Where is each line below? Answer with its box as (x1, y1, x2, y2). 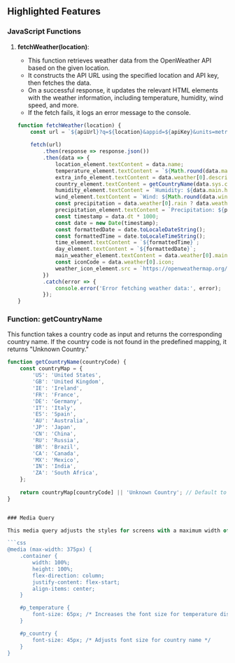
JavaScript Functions (7, 27, 82, 36)
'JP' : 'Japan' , (32, 424, 77, 431)
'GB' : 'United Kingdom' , (32, 378, 105, 385)
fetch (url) (30, 142, 62, 149)
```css (7, 540, 27, 547)
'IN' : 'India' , (32, 463, 77, 470)
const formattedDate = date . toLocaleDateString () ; (55, 226, 206, 233)
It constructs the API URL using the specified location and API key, (27, 71, 219, 79)
